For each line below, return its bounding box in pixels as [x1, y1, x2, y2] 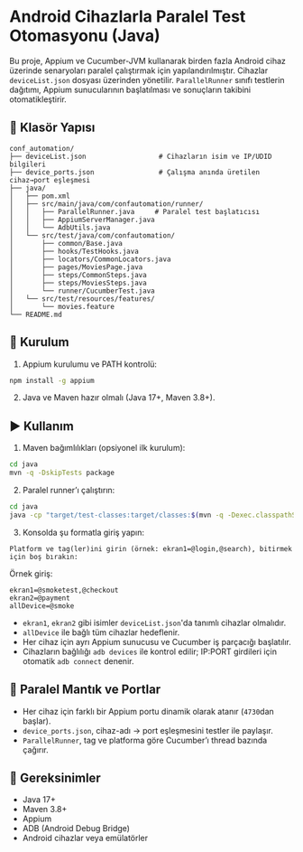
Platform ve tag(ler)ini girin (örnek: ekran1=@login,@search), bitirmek [9, 544, 293, 553]
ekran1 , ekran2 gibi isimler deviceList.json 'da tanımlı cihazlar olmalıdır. [22, 617, 287, 628]
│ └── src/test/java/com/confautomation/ [9, 230, 176, 240]
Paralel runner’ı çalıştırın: [22, 485, 115, 495]
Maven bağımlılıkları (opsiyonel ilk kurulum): [22, 443, 186, 454]
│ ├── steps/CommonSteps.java [9, 270, 147, 279]
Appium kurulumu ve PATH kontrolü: [22, 359, 158, 370]
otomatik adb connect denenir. [22, 655, 134, 666]
